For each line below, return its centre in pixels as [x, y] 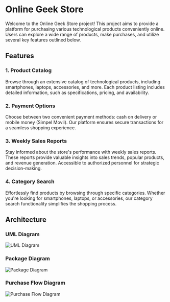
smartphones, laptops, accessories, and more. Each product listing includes [85, 87]
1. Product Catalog [29, 71]
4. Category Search [30, 181]
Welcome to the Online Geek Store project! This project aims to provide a [82, 24]
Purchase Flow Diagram [35, 283]
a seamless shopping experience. [41, 127]
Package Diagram [28, 259]
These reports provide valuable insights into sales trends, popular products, [85, 157]
